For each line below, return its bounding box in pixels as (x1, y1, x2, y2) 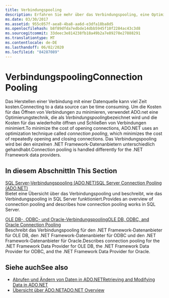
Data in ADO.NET (12, 282, 48, 288)
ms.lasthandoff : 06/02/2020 (5, 45, 64, 50)
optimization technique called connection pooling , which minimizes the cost (5, 130, 162, 136)
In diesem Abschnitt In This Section (5, 167, 117, 175)
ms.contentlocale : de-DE (5, 40, 57, 45)
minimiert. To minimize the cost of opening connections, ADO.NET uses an (5, 125, 158, 131)
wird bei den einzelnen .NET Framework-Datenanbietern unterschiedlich (5, 141, 155, 147)
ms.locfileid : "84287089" (5, 49, 59, 54)
